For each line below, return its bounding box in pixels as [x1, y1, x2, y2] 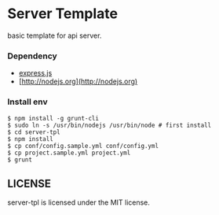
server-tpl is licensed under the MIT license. [7, 198, 151, 207]
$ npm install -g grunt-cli [7, 114, 100, 122]
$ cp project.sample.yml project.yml [7, 149, 131, 157]
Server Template [7, 5, 119, 23]
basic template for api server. [7, 31, 102, 40]
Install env [7, 96, 48, 107]
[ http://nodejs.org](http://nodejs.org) [18, 76, 138, 87]
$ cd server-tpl [7, 128, 60, 136]
